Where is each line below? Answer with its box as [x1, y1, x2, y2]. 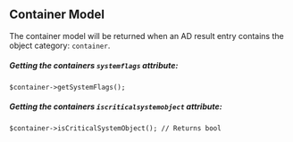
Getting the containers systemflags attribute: [9, 60, 179, 71]
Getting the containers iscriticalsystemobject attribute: [9, 101, 222, 112]
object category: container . [9, 40, 111, 51]
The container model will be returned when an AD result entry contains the [9, 30, 284, 41]
